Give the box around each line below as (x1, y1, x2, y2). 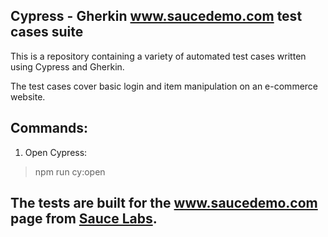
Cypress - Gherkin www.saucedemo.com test (10, 8, 303, 25)
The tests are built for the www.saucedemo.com (10, 195, 318, 212)
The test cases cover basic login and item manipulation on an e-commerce (10, 80, 319, 92)
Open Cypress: (24, 146, 88, 158)
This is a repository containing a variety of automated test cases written (10, 50, 307, 62)
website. (10, 90, 46, 103)
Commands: (10, 120, 89, 137)
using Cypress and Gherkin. (10, 60, 125, 73)
